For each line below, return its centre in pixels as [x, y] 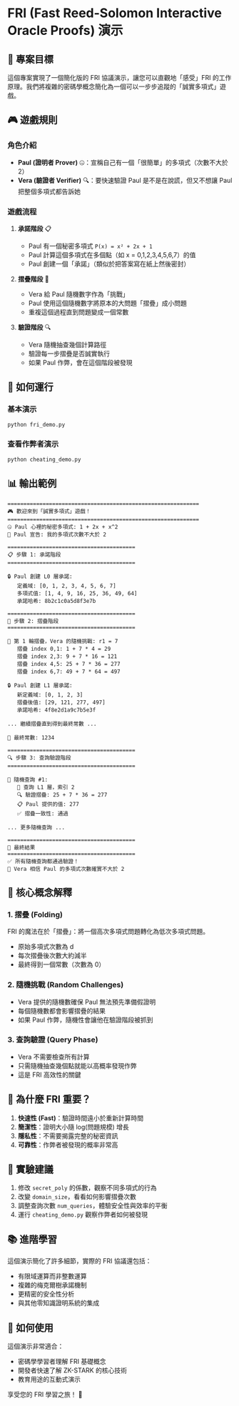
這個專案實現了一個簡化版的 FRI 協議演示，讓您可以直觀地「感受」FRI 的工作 [119, 78]
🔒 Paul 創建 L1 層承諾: [40, 685]
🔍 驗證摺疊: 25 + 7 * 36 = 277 [62, 794]
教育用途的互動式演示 [49, 1380]
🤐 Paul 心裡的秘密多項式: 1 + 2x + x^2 [63, 527]
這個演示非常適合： [36, 1346]
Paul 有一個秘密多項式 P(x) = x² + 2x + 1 [90, 246]
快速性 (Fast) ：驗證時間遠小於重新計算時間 [81, 1118]
